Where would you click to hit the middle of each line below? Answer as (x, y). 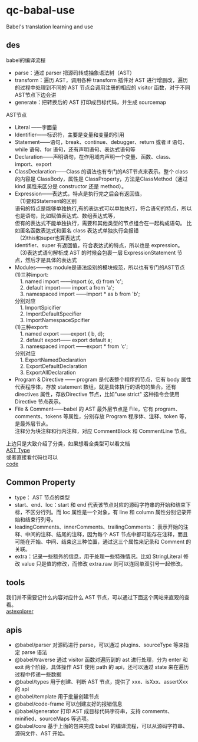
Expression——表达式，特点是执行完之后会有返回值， (80, 193)
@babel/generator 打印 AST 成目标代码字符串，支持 (77, 711)
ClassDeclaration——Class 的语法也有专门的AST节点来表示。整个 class (101, 171)
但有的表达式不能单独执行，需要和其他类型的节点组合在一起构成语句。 (100, 223)
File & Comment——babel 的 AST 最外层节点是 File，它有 (84, 409)
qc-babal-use (41, 10)
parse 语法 (34, 652)
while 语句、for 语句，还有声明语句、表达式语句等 (75, 149)
